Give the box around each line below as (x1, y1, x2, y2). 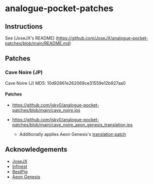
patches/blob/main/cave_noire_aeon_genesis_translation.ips (12, 122, 133, 128)
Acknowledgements (5, 146, 68, 154)
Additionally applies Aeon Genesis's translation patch (19, 131, 126, 137)
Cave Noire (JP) (5, 69, 43, 76)
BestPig (12, 168, 28, 174)
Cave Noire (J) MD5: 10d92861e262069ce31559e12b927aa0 (5, 80, 126, 86)
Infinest (12, 164, 28, 169)
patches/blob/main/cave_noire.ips (12, 107, 81, 113)
